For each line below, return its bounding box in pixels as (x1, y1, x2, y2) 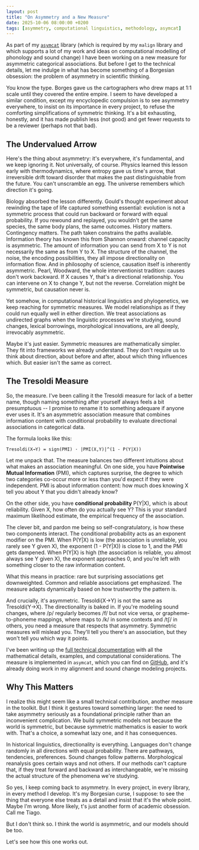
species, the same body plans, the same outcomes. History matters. (6, 223, 172, 230)
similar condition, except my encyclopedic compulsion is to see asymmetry (6, 97, 190, 104)
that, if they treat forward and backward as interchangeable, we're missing (6, 766, 188, 773)
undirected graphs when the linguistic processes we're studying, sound (6, 316, 181, 323)
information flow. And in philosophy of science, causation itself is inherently (6, 261, 191, 268)
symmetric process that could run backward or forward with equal (6, 211, 168, 218)
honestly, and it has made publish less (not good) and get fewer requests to (6, 116, 191, 123)
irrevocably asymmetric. (6, 329, 65, 336)
